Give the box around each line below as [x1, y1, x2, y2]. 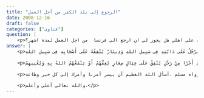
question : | [6, 32, 36, 38]
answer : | [6, 43, 32, 49]
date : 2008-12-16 [6, 15, 50, 21]
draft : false [6, 20, 39, 26]
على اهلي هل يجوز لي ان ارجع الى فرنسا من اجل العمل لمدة [41, 37, 194, 43]
